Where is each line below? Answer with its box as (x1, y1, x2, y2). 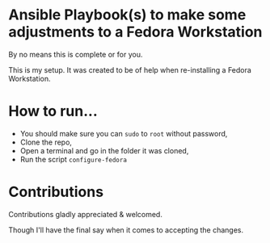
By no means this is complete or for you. (8, 49, 143, 59)
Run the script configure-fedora (19, 154, 128, 164)
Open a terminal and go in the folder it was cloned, (19, 145, 189, 155)
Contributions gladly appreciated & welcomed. (8, 209, 163, 219)
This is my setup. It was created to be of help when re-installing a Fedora (8, 65, 252, 74)
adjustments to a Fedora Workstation (8, 23, 263, 41)
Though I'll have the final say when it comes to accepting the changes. (8, 224, 244, 235)
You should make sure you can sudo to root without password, (19, 128, 228, 138)
